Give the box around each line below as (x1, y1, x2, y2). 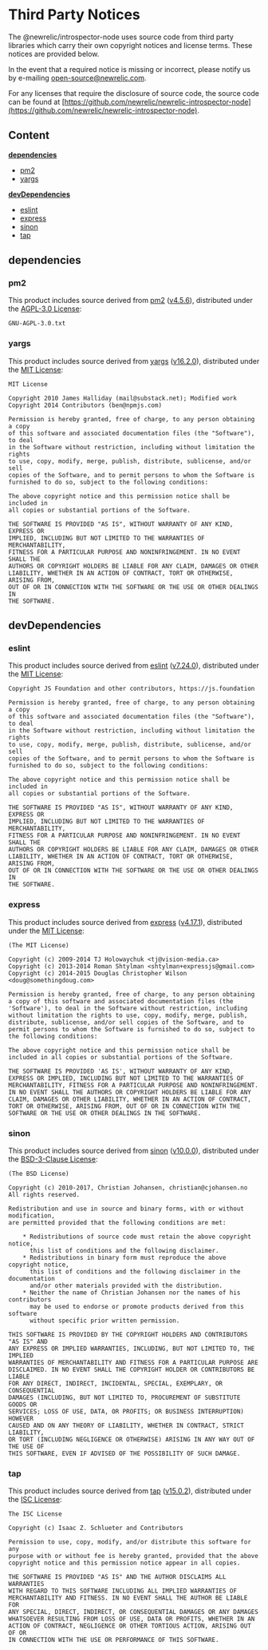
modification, (8, 1212, 56, 1220)
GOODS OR (8, 1401, 37, 1409)
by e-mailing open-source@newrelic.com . (8, 73, 147, 82)
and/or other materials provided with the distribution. (29, 1281, 223, 1290)
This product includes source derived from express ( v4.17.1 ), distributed (8, 917, 243, 927)
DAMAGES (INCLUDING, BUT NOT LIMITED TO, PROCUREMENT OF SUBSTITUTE (8, 1393, 241, 1402)
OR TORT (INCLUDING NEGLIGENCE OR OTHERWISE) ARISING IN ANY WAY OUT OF (8, 1436, 255, 1444)
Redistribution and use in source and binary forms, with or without (8, 1205, 245, 1213)
